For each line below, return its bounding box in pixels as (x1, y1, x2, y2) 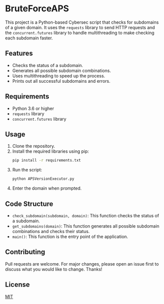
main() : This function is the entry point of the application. (12, 234, 129, 239)
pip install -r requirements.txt (12, 158, 81, 163)
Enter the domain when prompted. (12, 185, 82, 191)
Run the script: (12, 167, 42, 173)
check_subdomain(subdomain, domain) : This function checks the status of (12, 212, 159, 218)
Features (5, 49, 33, 58)
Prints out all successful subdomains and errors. (12, 78, 111, 84)
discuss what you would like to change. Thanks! (5, 266, 102, 272)
